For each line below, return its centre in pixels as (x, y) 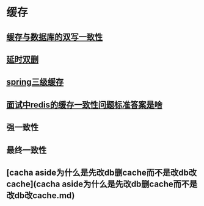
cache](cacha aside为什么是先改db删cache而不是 (102, 184)
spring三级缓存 (35, 82)
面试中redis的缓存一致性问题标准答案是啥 (85, 105)
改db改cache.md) (41, 195)
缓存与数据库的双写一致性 (54, 37)
